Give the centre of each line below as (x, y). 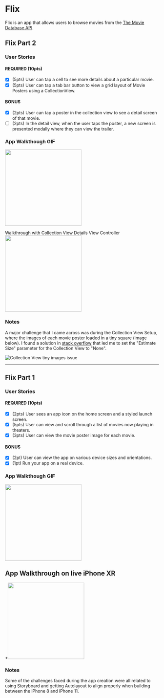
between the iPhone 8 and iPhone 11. (42, 691)
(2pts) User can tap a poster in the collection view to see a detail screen (84, 112)
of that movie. (26, 118)
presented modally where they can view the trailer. (63, 129)
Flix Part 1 (20, 377)
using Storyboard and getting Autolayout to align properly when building (78, 686)
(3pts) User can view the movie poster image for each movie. (74, 436)
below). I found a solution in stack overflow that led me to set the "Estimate (81, 343)
